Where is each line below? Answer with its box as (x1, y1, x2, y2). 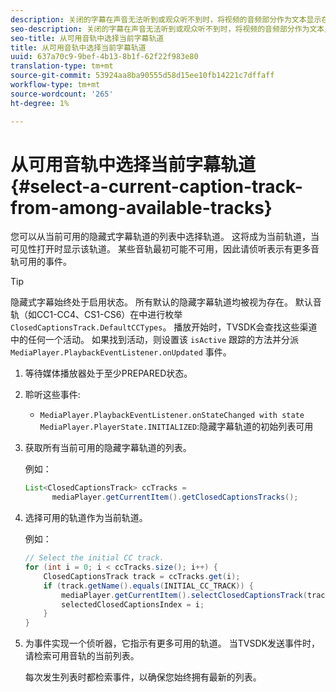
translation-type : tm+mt (10, 61, 114, 71)
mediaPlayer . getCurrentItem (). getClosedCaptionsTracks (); (51, 492, 299, 503)
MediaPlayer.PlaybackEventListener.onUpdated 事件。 (10, 346, 232, 358)
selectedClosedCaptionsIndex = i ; (61, 599, 205, 610)
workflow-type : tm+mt (10, 80, 101, 90)
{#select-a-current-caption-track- (10, 175, 303, 198)
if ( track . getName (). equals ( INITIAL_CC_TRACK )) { (43, 581, 255, 591)
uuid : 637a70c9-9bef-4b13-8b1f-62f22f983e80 (10, 52, 199, 62)
